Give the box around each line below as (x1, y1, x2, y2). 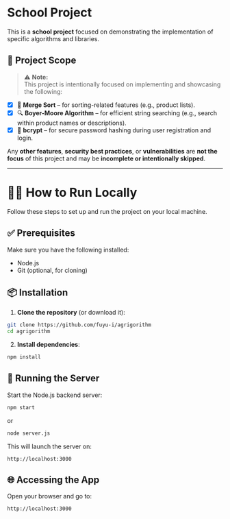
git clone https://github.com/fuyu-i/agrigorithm (7, 322, 152, 328)
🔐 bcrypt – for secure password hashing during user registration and (16, 125, 212, 134)
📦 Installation (7, 287, 68, 299)
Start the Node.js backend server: (7, 391, 103, 399)
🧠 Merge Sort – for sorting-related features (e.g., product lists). (16, 101, 195, 109)
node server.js (7, 430, 51, 437)
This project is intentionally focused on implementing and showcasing (23, 80, 221, 88)
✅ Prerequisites (7, 228, 75, 239)
